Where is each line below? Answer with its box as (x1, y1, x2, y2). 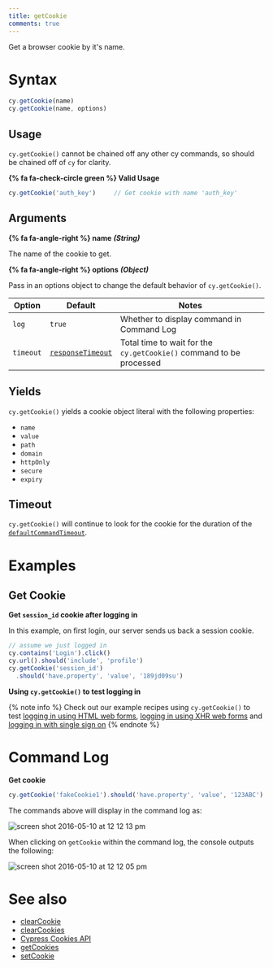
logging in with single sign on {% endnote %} (8, 719, 160, 729)
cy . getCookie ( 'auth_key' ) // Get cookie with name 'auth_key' (8, 189, 238, 197)
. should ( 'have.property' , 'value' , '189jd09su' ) (15, 672, 184, 680)
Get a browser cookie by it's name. (8, 41, 126, 51)
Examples (8, 556, 76, 574)
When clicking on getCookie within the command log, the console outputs (8, 837, 254, 847)
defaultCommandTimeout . (8, 528, 88, 538)
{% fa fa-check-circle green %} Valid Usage (8, 173, 160, 183)
